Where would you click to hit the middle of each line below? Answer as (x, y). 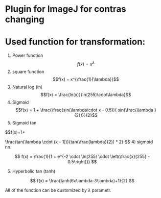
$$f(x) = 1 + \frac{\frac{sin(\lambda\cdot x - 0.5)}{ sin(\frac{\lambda (84, 110)
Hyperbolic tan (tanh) (34, 171)
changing (25, 19)
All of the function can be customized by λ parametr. (58, 190)
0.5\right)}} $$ (82, 161)
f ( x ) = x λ (86, 63)
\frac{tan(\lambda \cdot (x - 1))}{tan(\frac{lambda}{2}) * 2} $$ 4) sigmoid (79, 142)
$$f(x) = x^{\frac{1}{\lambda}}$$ (86, 79)
